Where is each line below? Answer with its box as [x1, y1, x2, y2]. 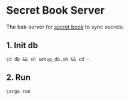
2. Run [6, 73, 31, 83]
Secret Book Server [6, 4, 105, 17]
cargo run [6, 88, 31, 94]
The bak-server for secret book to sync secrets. [6, 23, 125, 30]
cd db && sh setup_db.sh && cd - [6, 56, 90, 62]
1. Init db [6, 40, 38, 51]
